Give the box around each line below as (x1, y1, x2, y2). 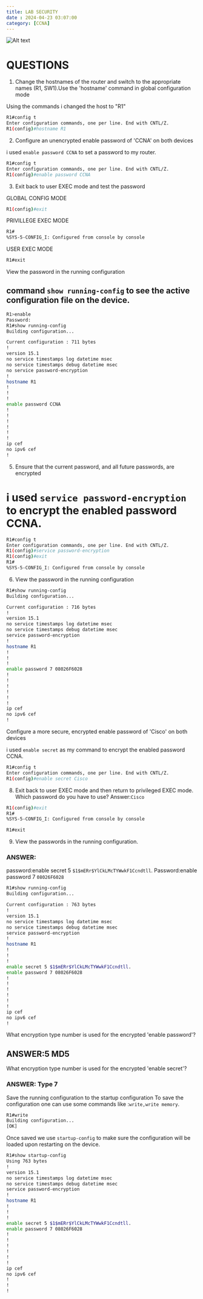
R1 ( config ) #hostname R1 (6, 126, 67, 132)
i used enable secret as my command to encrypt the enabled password (6, 746, 185, 753)
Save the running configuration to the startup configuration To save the (6, 1094, 184, 1101)
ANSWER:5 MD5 (6, 1048, 70, 1059)
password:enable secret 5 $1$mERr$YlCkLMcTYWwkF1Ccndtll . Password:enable (6, 867, 198, 874)
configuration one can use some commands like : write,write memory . (6, 1100, 180, 1108)
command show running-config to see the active (6, 286, 190, 296)
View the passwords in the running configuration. (15, 838, 138, 846)
